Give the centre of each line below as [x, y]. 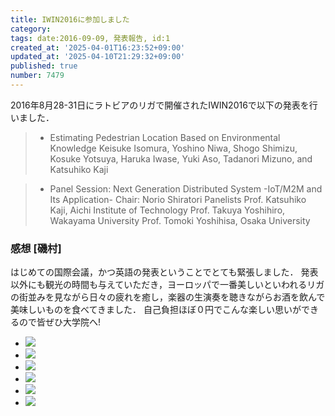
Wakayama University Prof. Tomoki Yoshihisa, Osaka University [180, 220]
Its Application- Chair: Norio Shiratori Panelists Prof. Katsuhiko [178, 199]
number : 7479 [37, 76]
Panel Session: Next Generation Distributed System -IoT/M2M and [186, 188]
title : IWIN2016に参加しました [70, 19]
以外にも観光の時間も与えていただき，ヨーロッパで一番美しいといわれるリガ [167, 285]
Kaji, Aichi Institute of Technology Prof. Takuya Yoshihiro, [167, 210]
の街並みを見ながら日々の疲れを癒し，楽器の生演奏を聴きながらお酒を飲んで [168, 297]
